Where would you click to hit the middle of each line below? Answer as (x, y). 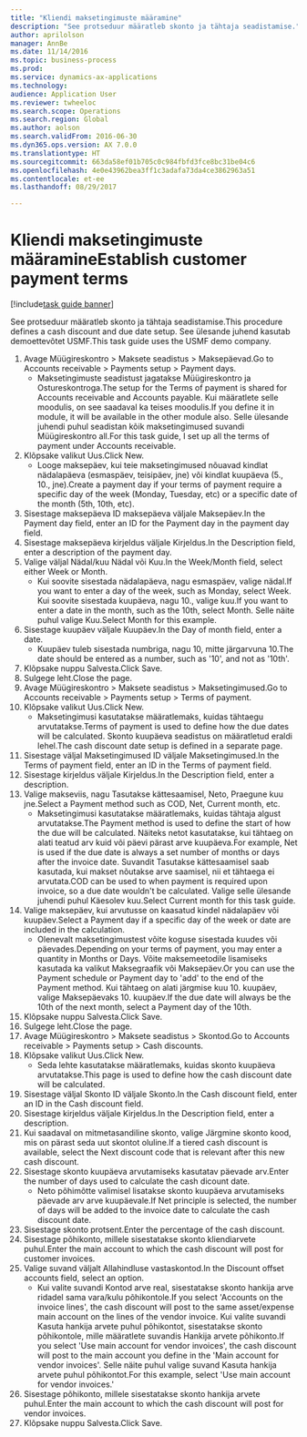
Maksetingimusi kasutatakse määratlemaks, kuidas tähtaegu (150, 717)
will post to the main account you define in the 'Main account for (158, 1355)
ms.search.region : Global (59, 119)
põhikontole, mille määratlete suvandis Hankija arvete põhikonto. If (161, 1336)
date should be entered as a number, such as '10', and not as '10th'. (163, 659)
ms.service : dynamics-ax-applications (84, 77)
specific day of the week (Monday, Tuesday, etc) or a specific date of (167, 494)
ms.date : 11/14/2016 (50, 52)
